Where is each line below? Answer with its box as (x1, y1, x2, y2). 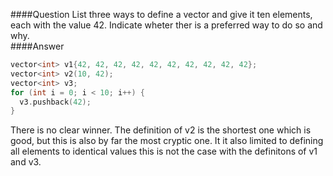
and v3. (10, 156, 42, 168)
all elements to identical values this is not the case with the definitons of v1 (10, 145, 318, 158)
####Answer (10, 40, 65, 52)
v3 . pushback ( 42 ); (19, 97, 92, 107)
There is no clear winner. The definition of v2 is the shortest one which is (10, 124, 312, 136)
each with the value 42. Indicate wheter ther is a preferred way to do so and (10, 19, 323, 31)
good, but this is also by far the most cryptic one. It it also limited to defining (10, 135, 324, 147)
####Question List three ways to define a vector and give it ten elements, (10, 9, 313, 20)
